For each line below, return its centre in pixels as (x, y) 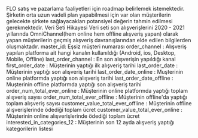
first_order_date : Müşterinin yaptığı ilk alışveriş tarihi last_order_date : (92, 65)
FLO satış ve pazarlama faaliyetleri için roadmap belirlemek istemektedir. (95, 9)
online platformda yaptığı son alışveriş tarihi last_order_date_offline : (90, 78)
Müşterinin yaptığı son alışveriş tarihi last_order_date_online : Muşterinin (95, 72)
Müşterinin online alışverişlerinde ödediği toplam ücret (73, 116)
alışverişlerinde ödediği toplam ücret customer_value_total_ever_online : (94, 110)
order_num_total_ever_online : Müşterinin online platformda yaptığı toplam (97, 91)
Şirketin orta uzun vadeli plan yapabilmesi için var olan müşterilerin (89, 15)
